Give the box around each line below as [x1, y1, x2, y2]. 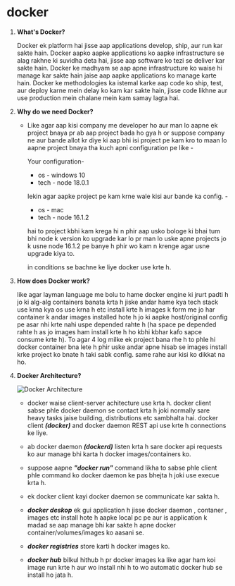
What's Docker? [16, 28, 65, 36]
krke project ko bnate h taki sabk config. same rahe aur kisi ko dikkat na [16, 350, 226, 358]
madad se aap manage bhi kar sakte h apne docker [27, 520, 177, 529]
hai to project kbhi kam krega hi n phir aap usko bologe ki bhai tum [27, 226, 221, 235]
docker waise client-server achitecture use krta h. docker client [27, 398, 212, 407]
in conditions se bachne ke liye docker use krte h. [27, 262, 172, 271]
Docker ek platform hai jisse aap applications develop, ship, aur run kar [16, 41, 223, 49]
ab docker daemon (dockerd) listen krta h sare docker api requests [27, 442, 222, 451]
